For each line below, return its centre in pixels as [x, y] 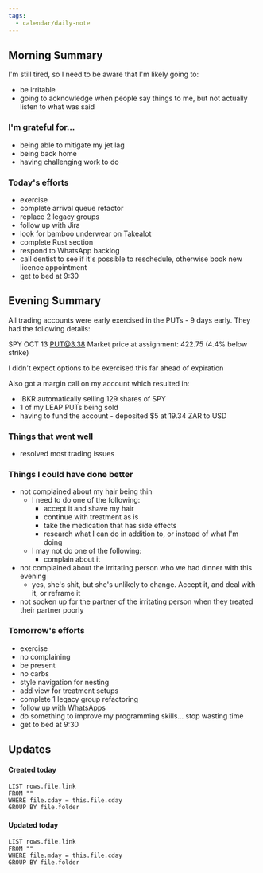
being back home [48, 153]
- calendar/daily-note [53, 23]
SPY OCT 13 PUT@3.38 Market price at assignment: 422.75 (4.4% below [128, 344]
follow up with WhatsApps [62, 707]
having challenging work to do [69, 162]
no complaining [45, 656]
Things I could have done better [71, 474]
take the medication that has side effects [110, 526]
